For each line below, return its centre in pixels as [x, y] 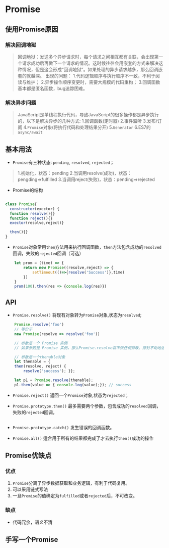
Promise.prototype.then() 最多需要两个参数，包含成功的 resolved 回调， [87, 406]
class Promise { [21, 204]
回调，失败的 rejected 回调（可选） [48, 253]
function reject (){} [31, 218]
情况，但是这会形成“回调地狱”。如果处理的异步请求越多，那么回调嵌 [92, 69]
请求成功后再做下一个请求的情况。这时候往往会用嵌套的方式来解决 [90, 63]
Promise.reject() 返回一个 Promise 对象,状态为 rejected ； [71, 395]
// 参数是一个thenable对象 [40, 357]
